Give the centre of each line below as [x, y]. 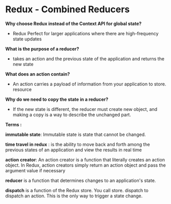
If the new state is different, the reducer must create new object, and [85, 109]
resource [22, 89]
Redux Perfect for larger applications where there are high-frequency [86, 33]
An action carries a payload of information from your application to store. [89, 84]
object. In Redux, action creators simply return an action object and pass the [86, 165]
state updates [27, 39]
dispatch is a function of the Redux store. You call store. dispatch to [77, 190]
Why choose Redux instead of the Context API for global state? [74, 24]
